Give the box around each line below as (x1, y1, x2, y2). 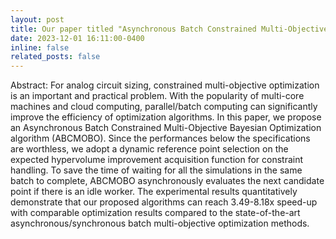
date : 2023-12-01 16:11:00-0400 (10, 33, 145, 43)
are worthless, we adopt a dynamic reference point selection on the (10, 143, 289, 155)
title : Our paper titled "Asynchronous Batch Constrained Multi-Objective (10, 24, 329, 34)
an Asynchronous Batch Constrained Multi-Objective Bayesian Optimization (10, 122, 322, 134)
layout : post (10, 14, 65, 25)
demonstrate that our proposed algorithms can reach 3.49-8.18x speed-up (10, 196, 318, 208)
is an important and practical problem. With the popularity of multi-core (10, 90, 305, 102)
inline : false (10, 42, 70, 53)
